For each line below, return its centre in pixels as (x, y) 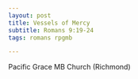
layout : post (30, 15)
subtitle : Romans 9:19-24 (51, 30)
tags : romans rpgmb (40, 38)
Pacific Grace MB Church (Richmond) (69, 67)
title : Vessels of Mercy (49, 23)
